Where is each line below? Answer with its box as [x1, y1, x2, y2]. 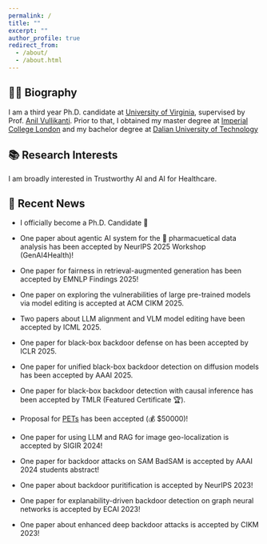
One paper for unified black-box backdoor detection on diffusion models [19, 362, 260, 372]
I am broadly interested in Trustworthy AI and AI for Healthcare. [8, 174, 217, 183]
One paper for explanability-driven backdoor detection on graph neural [19, 496, 254, 506]
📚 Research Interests [8, 149, 118, 162]
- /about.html [15, 57, 62, 65]
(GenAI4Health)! [19, 250, 74, 260]
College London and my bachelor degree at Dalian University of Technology [8, 124, 258, 134]
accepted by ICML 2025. [19, 322, 102, 332]
